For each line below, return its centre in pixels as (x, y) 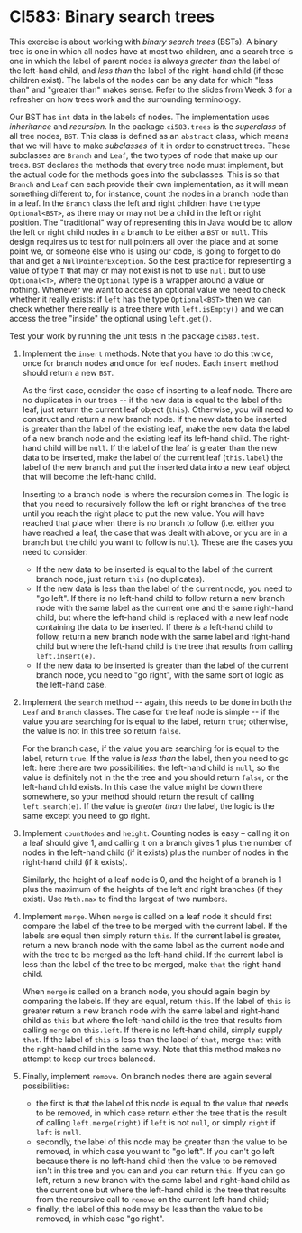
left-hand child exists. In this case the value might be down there (142, 786)
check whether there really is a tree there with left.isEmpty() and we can (146, 308)
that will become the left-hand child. (89, 476)
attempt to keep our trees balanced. (89, 1059)
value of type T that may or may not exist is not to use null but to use (137, 270)
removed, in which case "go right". (100, 1219)
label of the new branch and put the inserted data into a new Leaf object (156, 466)
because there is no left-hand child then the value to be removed (156, 1161)
